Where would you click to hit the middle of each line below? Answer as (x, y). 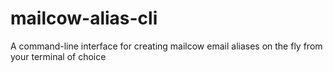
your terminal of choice (58, 56)
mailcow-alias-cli (84, 18)
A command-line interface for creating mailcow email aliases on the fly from (166, 46)
